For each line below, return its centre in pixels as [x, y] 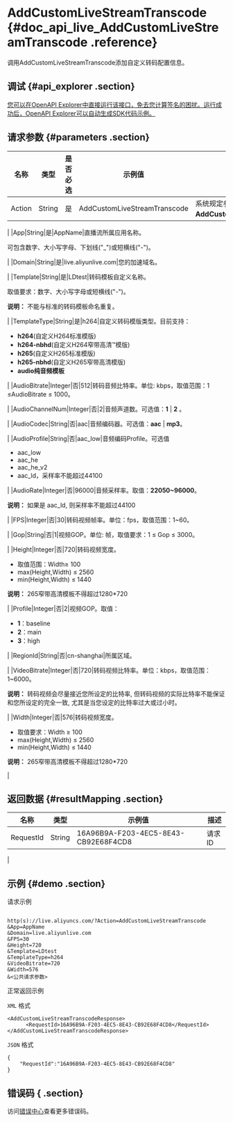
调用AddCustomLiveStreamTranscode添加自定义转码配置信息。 [98, 62]
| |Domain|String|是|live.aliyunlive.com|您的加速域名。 [84, 262]
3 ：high [28, 641]
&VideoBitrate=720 [34, 964]
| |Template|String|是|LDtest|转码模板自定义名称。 [79, 277]
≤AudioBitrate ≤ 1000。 [41, 394]
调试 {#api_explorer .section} [71, 87]
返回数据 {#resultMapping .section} [85, 799]
